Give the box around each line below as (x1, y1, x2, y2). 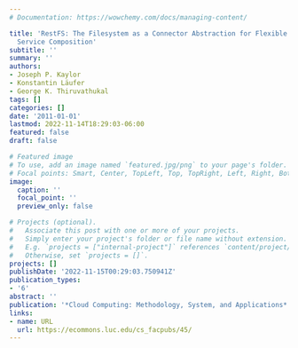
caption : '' (17, 186, 62, 194)
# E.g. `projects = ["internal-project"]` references (9, 242, 220, 251)
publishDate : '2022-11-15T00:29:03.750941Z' (9, 267, 176, 276)
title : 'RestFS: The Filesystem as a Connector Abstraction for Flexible (9, 28, 288, 38)
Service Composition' (17, 37, 98, 46)
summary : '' (9, 54, 53, 63)
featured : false (9, 128, 69, 138)
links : (9, 308, 34, 318)
